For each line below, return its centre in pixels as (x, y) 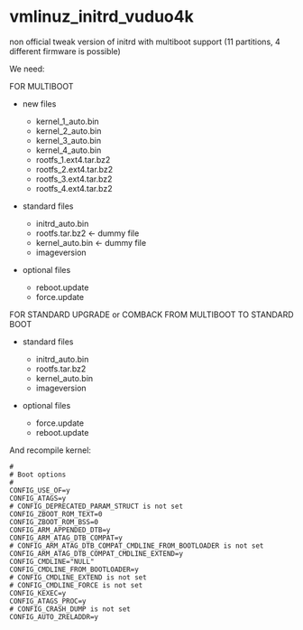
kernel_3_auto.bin (69, 140)
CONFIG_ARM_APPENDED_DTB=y (60, 530)
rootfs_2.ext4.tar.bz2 (74, 169)
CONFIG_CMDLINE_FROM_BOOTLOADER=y (74, 569)
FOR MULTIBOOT (41, 86)
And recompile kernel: (50, 450)
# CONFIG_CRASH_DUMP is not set (70, 609)
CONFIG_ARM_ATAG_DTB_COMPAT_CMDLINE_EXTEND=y (96, 553)
